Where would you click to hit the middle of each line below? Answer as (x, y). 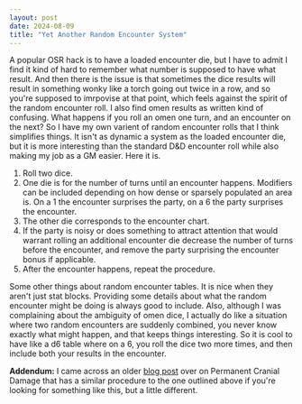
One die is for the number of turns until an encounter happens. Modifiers (157, 183)
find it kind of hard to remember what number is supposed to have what (143, 69)
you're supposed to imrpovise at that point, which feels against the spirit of (149, 98)
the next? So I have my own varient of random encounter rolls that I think (144, 127)
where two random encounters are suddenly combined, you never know (143, 325)
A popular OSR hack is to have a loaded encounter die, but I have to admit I (149, 60)
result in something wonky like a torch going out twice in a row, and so (140, 89)
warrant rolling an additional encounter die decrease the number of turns (158, 241)
